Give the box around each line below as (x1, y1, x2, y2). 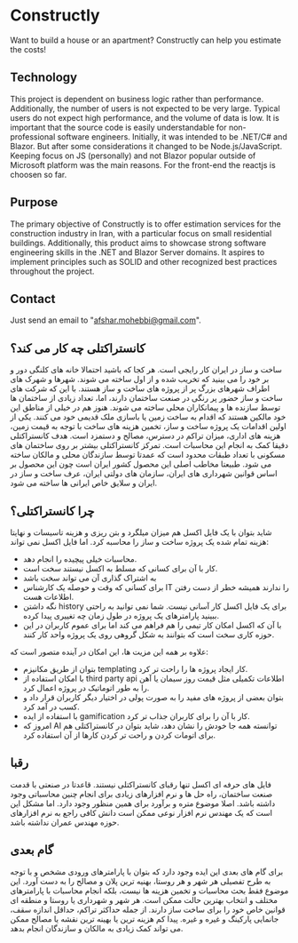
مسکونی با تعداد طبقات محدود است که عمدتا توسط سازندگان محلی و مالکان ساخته (10, 450, 286, 460)
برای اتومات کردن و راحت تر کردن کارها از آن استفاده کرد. (22, 730, 216, 740)
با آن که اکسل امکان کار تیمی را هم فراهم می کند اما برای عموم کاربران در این (22, 619, 282, 630)
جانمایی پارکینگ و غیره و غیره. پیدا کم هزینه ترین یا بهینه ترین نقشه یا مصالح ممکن (10, 913, 279, 924)
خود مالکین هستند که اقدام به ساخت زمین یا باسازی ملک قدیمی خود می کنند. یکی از (10, 412, 286, 422)
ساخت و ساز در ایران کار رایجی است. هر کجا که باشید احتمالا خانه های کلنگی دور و (10, 364, 283, 375)
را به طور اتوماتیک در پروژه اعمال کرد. (22, 683, 150, 693)
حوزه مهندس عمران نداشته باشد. (10, 817, 120, 827)
